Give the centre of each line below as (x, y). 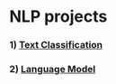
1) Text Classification (56, 45)
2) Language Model (53, 70)
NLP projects (58, 17)
